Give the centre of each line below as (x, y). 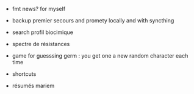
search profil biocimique (42, 32)
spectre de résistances (41, 44)
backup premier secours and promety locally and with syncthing (93, 20)
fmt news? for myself (39, 9)
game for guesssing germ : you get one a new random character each (100, 56)
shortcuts (24, 74)
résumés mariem (33, 86)
